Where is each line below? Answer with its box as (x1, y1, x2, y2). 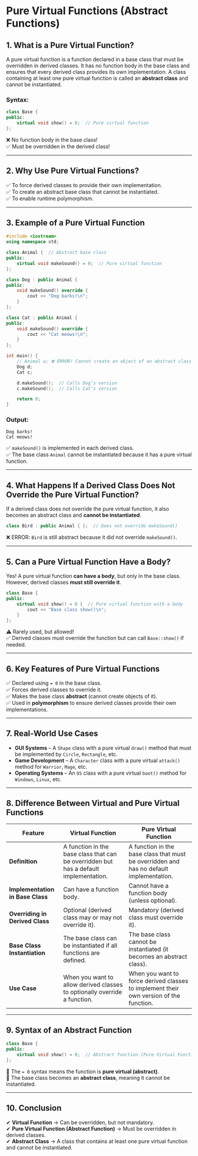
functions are (63, 949, 100, 957)
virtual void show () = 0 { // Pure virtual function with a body (16, 601, 183, 607)
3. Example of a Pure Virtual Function (6, 218, 146, 228)
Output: (6, 416, 29, 424)
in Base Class (9, 893, 48, 901)
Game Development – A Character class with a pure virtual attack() (14, 757, 181, 764)
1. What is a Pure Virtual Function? (6, 40, 134, 50)
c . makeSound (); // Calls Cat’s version (16, 386, 117, 391)
